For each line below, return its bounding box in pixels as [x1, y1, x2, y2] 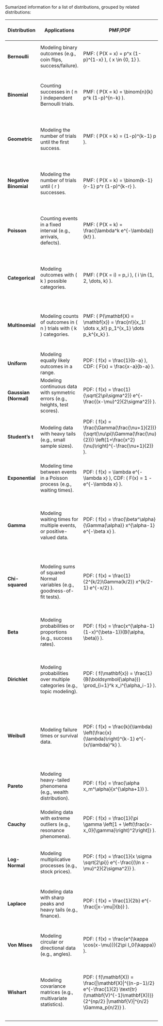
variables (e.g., [40, 582, 74, 588]
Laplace [7, 900, 26, 907]
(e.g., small [40, 437, 65, 443]
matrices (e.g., [40, 989, 73, 995]
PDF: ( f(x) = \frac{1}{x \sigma [83, 853, 152, 860]
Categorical [7, 275, 35, 281]
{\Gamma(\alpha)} [83, 522, 125, 528]
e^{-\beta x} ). [83, 528, 116, 535]
